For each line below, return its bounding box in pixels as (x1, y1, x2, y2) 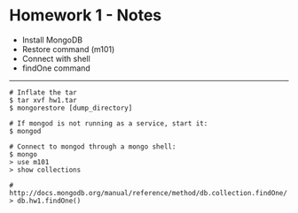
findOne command (21, 63, 90, 73)
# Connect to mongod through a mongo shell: (9, 142, 176, 151)
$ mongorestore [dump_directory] (9, 103, 133, 112)
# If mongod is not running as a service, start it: (9, 118, 208, 128)
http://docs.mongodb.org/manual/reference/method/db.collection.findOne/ (9, 188, 288, 197)
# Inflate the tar (9, 87, 77, 97)
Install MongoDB (21, 34, 83, 45)
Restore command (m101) (21, 43, 115, 54)
